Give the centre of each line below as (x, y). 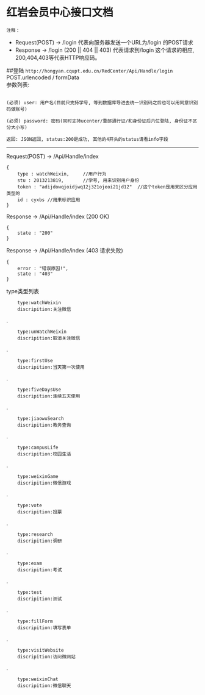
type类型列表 (23, 291)
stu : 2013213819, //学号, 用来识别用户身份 (78, 180)
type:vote (30, 505)
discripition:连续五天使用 (49, 396)
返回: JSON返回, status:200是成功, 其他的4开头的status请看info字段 (88, 139)
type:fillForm (35, 621)
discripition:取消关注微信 (49, 338)
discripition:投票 (40, 512)
